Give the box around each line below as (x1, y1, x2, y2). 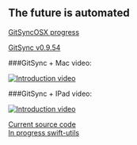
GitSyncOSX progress (8, 27, 80, 36)
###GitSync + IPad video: (8, 89, 93, 98)
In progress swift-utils (8, 128, 80, 137)
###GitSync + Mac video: (8, 58, 93, 67)
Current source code (8, 119, 77, 129)
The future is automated (8, 6, 130, 20)
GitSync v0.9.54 (8, 43, 61, 52)
